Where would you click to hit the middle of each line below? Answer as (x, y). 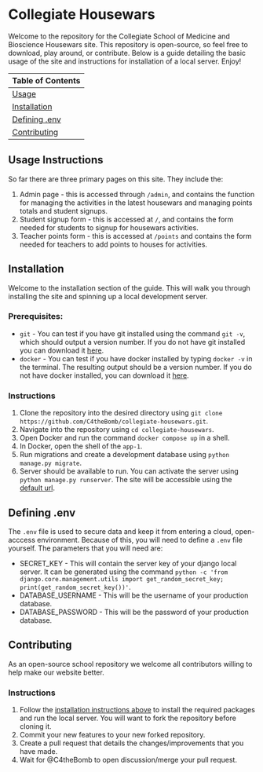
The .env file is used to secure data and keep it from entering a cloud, (121, 531)
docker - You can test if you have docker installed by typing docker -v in (136, 358)
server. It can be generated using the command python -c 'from (124, 572)
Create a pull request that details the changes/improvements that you (131, 743)
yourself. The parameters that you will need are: (86, 548)
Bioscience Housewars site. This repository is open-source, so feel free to (128, 44)
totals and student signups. (64, 210)
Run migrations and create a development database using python (124, 455)
